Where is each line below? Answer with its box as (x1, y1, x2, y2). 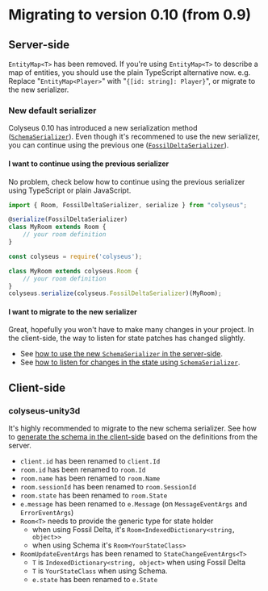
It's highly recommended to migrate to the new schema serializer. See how (8, 423, 257, 433)
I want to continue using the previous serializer (8, 159, 170, 169)
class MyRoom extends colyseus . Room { (8, 267, 139, 275)
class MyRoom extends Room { (8, 223, 107, 231)
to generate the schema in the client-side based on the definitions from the (8, 432, 258, 442)
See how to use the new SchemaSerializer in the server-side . (19, 349, 224, 359)
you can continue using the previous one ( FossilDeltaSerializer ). (8, 140, 229, 150)
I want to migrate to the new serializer (8, 306, 137, 316)
